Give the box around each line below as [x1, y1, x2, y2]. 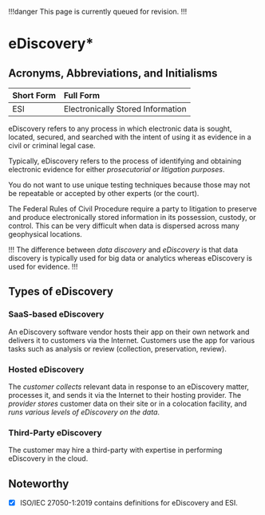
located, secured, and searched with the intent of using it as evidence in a [8, 132, 251, 142]
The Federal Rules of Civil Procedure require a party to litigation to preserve [8, 204, 257, 214]
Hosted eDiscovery [8, 364, 85, 375]
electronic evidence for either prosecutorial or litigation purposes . [8, 165, 225, 174]
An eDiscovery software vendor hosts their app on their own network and [8, 327, 250, 336]
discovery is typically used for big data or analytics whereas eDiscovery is [8, 254, 253, 262]
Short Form [12, 90, 57, 100]
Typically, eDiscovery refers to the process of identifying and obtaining [8, 156, 242, 166]
